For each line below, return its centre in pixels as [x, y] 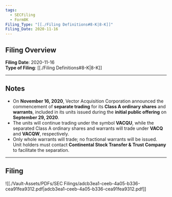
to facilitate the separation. [41, 150]
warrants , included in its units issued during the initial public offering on [90, 112]
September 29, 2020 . [36, 117]
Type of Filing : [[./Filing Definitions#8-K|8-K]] [54, 68]
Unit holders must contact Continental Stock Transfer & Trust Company [89, 145]
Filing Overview [31, 50]
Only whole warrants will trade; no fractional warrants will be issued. [85, 139]
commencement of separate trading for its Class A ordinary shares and [89, 106]
